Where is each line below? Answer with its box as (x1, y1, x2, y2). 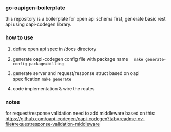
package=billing (29, 61, 64, 66)
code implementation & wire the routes (12, 85, 95, 91)
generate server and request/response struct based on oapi (12, 70, 140, 76)
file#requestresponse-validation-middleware (5, 121, 100, 127)
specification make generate (12, 76, 72, 82)
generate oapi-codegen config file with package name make (12, 55, 144, 62)
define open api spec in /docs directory (12, 46, 97, 52)
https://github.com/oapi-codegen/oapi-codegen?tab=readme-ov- (5, 115, 145, 122)
